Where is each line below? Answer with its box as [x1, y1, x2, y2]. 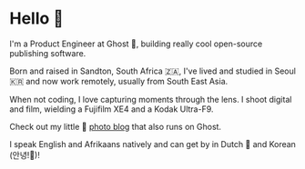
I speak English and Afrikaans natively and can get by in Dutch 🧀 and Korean [9, 138, 296, 149]
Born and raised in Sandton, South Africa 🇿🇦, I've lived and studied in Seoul [9, 65, 296, 76]
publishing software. [9, 47, 86, 58]
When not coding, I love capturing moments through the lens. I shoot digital [9, 94, 292, 104]
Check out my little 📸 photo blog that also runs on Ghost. [9, 121, 221, 132]
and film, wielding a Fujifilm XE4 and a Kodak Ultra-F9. [9, 104, 214, 114]
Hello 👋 [9, 8, 64, 29]
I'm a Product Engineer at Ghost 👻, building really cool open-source [9, 38, 263, 49]
